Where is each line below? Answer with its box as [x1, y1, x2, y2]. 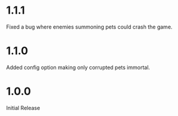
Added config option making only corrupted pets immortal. [6, 64, 151, 71]
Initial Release [6, 104, 40, 111]
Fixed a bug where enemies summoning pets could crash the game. [6, 23, 173, 30]
